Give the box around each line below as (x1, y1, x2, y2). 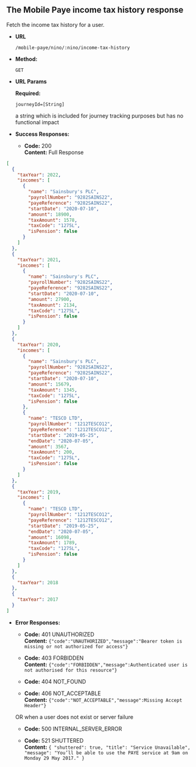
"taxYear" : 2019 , (17, 489, 61, 495)
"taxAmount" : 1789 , (28, 540, 78, 546)
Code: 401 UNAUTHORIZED (24, 631, 94, 638)
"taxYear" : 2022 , (17, 172, 61, 178)
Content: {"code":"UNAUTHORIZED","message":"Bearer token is (24, 637, 183, 645)
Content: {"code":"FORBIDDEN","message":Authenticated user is (24, 660, 188, 668)
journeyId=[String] (15, 101, 65, 107)
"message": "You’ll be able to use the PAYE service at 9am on (24, 749, 189, 756)
